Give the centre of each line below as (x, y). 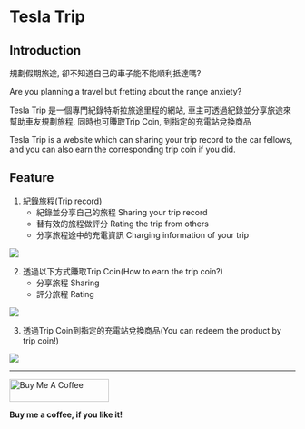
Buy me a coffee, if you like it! (66, 414)
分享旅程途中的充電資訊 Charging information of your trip (143, 234)
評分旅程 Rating (65, 294)
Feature (32, 178)
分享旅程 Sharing (68, 283)
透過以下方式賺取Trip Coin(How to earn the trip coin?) (123, 271)
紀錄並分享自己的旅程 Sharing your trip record (122, 212)
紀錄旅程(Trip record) (62, 201)
